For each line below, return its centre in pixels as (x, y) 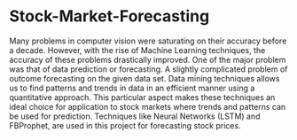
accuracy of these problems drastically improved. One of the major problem (148, 59)
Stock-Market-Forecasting (109, 16)
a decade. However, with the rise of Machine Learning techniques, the (137, 50)
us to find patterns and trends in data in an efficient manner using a (132, 88)
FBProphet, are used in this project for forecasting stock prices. (125, 125)
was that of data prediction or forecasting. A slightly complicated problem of (148, 69)
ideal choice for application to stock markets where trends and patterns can (148, 106)
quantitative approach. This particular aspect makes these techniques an (142, 97)
